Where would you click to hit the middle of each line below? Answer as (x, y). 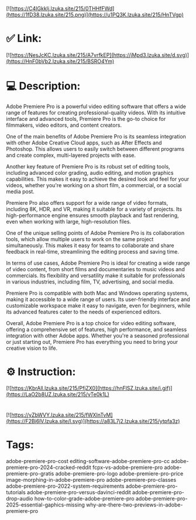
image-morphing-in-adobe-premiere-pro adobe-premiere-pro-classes (91, 480)
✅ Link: (24, 38)
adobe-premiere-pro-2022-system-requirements (65, 486)
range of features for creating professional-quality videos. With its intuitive (96, 112)
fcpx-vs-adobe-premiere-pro (128, 467)
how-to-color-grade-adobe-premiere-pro (84, 498)
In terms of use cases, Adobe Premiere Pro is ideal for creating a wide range (98, 263)
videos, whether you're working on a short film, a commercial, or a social (94, 185)
